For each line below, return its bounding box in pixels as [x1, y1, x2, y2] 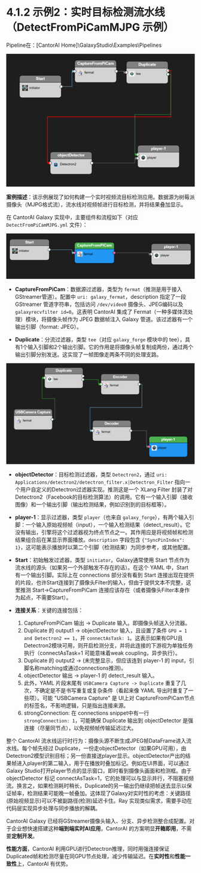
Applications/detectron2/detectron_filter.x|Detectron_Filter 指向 [14, 478, 185, 485]
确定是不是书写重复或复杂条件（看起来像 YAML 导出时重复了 [39, 686, 188, 694]
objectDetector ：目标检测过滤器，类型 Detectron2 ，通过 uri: [14, 470, 167, 478]
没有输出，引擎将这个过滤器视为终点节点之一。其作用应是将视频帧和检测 [14, 529, 193, 536]
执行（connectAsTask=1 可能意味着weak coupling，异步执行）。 [23, 649, 181, 656]
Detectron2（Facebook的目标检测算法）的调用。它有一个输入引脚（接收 [14, 493, 193, 500]
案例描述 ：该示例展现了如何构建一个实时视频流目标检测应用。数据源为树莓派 [6, 193, 195, 200]
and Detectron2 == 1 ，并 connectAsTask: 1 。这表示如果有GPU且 [23, 634, 183, 641]
